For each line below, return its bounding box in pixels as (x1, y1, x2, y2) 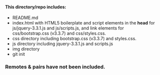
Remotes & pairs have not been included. (5, 64, 106, 71)
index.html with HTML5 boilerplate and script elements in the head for (12, 20, 155, 26)
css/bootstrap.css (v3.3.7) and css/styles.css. (12, 30, 106, 36)
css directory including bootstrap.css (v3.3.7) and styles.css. (12, 36, 137, 42)
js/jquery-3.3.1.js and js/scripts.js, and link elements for (12, 25, 124, 31)
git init (12, 51, 25, 57)
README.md (12, 15, 39, 21)
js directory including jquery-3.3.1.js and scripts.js (12, 41, 114, 47)
